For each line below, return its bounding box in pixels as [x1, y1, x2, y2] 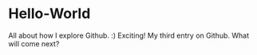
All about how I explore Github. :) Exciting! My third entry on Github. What [8, 31, 250, 40]
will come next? [8, 38, 60, 48]
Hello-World [8, 5, 91, 23]
